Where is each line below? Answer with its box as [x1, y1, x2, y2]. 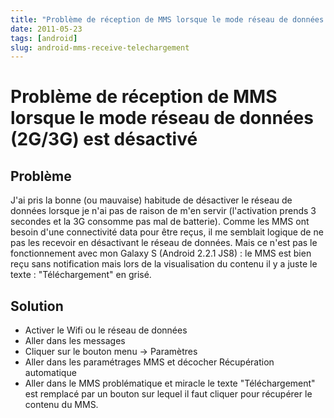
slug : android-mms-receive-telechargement [10, 42, 190, 53]
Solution [10, 297, 64, 315]
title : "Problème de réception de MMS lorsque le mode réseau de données [10, 14, 325, 25]
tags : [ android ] [10, 33, 78, 43]
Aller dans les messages [24, 335, 126, 347]
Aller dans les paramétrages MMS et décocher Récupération [24, 356, 275, 368]
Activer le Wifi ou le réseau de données [24, 324, 188, 336]
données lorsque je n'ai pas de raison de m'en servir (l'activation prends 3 [10, 205, 317, 217]
